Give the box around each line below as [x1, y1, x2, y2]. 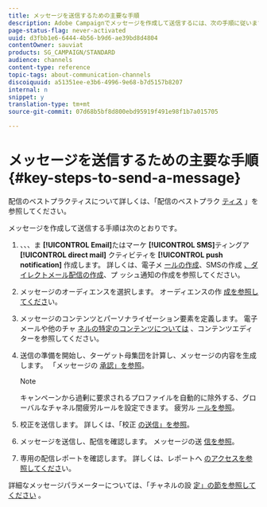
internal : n [8, 85, 48, 94]
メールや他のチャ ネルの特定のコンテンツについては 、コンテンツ [19, 323, 233, 333]
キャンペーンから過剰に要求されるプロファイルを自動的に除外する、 [19, 392, 243, 402]
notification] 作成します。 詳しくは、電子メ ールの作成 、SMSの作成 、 [19, 259, 252, 269]
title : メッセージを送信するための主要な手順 [8, 11, 140, 20]
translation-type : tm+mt [8, 100, 91, 108]
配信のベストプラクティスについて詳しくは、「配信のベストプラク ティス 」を [8, 196, 259, 205]
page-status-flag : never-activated [8, 26, 126, 34]
